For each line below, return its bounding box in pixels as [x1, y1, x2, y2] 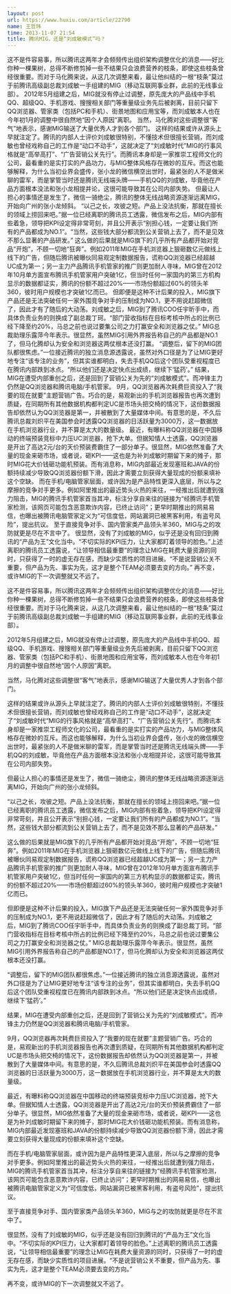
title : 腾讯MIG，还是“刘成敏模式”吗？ [7, 36, 106, 43]
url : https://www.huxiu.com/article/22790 [7, 17, 131, 23]
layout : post [7, 10, 45, 17]
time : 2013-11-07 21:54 [7, 29, 76, 36]
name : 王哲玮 [7, 23, 41, 30]
